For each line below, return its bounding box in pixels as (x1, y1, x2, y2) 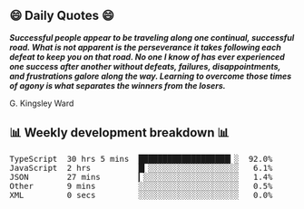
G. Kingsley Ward (9, 98, 74, 109)
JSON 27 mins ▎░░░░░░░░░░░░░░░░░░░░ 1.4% (9, 172, 273, 182)
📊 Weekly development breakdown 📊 (9, 125, 230, 140)
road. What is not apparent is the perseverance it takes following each (9, 42, 281, 52)
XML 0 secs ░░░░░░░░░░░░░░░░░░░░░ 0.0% (9, 190, 273, 200)
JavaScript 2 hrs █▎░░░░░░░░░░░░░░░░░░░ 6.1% (9, 163, 273, 173)
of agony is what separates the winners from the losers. (9, 80, 227, 90)
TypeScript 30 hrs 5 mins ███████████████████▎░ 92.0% (9, 154, 273, 164)
